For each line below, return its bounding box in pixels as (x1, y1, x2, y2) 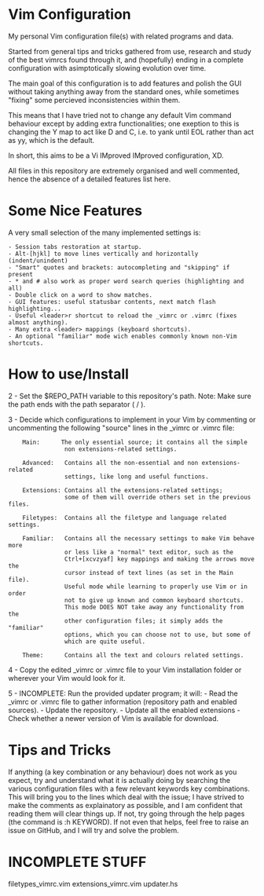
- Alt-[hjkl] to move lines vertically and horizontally (8, 250, 199, 258)
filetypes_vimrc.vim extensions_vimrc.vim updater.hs (8, 879, 178, 888)
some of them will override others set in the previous (64, 493, 251, 501)
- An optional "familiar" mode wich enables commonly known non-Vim (8, 332, 237, 340)
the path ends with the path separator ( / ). (8, 399, 146, 409)
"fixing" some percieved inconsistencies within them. (8, 95, 181, 104)
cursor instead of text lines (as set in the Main (64, 569, 234, 576)
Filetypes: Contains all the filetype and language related (22, 514, 226, 521)
